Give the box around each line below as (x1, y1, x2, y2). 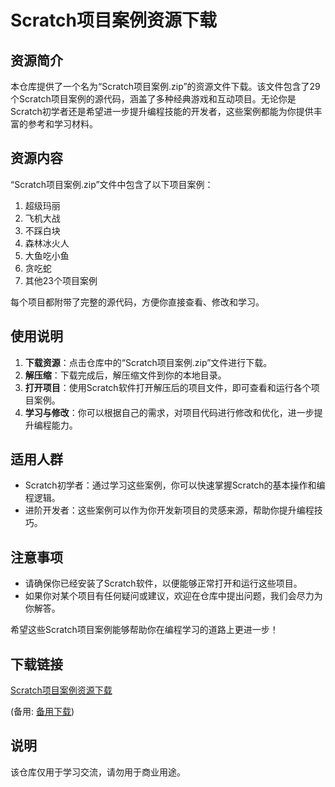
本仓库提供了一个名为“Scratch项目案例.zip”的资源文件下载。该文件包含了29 (10, 81, 321, 92)
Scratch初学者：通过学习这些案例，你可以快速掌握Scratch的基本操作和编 (24, 479, 326, 491)
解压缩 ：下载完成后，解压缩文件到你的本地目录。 (24, 369, 227, 381)
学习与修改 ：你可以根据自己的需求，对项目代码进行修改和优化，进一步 (24, 406, 315, 418)
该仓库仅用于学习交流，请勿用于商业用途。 (10, 766, 186, 778)
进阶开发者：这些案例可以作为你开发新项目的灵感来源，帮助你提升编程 (24, 504, 315, 516)
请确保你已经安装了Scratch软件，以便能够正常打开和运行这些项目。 (24, 577, 303, 590)
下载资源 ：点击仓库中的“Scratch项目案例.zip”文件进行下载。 (24, 356, 273, 368)
